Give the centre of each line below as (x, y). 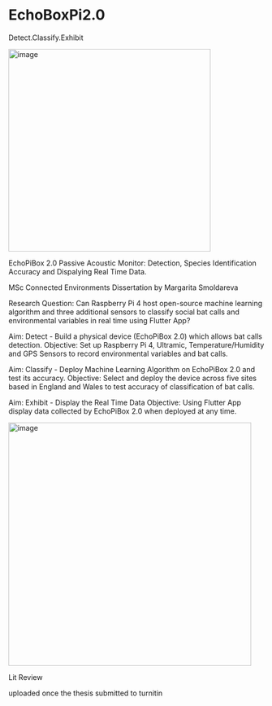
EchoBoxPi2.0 (57, 15)
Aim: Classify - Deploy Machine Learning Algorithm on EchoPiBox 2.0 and (132, 369)
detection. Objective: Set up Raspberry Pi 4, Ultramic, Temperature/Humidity (136, 344)
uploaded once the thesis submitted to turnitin (86, 693)
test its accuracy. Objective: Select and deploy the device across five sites (133, 378)
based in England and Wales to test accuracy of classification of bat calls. (132, 386)
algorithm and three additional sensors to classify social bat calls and (124, 312)
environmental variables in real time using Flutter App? (99, 320)
